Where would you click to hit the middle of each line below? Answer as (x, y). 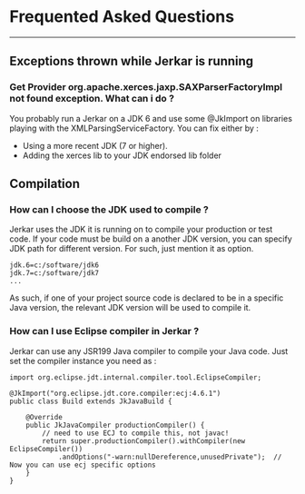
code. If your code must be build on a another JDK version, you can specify (151, 239)
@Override (44, 417)
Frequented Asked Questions (122, 17)
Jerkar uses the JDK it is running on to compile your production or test (141, 230)
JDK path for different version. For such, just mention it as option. (132, 249)
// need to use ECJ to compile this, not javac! (136, 433)
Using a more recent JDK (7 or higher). (95, 145)
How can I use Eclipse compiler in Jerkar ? (104, 331)
